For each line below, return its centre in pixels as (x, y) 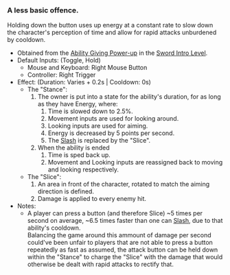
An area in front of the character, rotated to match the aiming (124, 184)
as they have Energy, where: (78, 104)
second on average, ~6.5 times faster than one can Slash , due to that (125, 221)
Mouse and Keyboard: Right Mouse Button (87, 68)
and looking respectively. (83, 169)
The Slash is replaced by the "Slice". (99, 141)
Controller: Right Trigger (61, 75)
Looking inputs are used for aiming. (98, 126)
